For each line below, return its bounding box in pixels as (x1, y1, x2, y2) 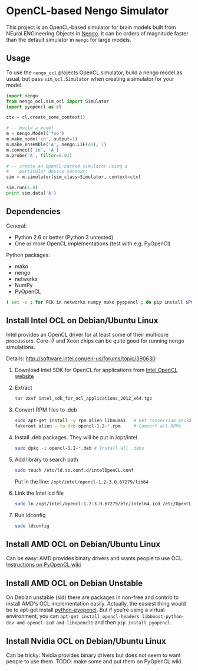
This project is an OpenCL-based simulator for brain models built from (6, 24, 176, 31)
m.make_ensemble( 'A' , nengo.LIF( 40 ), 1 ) (6, 142, 107, 147)
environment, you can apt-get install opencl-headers (6, 613, 140, 620)
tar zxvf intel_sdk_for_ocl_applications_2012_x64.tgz (14, 396, 153, 402)
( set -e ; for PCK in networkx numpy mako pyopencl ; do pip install (6, 299, 183, 305)
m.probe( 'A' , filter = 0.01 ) (6, 152, 72, 159)
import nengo (6, 93, 38, 98)
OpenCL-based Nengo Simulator (6, 4, 169, 18)
